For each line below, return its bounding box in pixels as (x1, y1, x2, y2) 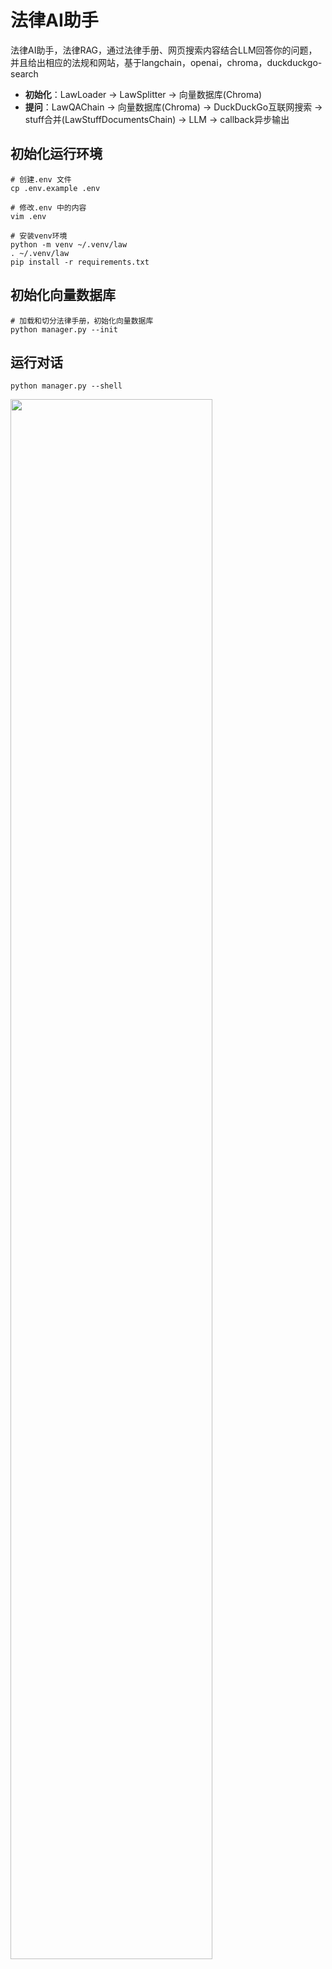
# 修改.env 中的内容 (10, 202, 87, 213)
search (10, 67, 39, 80)
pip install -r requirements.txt (10, 257, 150, 267)
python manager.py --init (10, 324, 118, 335)
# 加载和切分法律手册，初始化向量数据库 (10, 316, 154, 326)
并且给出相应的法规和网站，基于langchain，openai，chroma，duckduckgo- (10, 56, 323, 68)
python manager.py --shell (10, 381, 123, 391)
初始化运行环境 (10, 146, 103, 163)
